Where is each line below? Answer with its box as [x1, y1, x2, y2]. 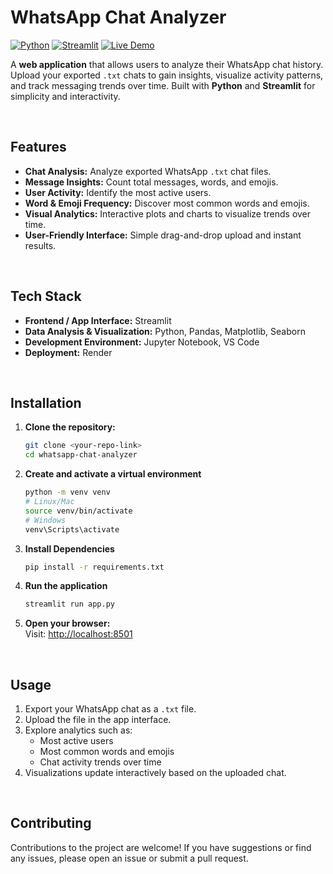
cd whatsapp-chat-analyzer [24, 450, 138, 460]
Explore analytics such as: [24, 724, 133, 736]
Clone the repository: [24, 421, 116, 433]
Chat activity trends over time [39, 756, 162, 768]
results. [24, 239, 57, 251]
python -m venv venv [24, 487, 111, 498]
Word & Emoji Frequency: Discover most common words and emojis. [24, 197, 310, 209]
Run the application [24, 580, 108, 592]
